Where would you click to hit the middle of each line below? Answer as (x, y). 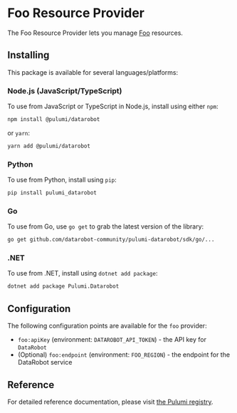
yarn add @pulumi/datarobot (49, 146)
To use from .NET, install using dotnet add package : (83, 273)
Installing (28, 55)
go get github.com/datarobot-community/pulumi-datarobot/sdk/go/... (111, 240)
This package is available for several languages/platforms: (93, 72)
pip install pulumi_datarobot (52, 193)
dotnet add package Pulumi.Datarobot (63, 286)
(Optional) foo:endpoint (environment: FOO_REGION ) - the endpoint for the (123, 355)
